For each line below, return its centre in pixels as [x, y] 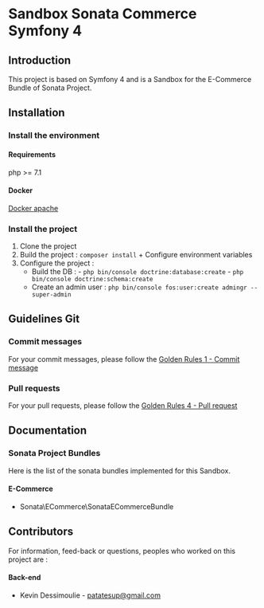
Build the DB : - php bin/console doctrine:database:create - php [138, 272]
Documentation [48, 431]
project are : [28, 559]
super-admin [51, 295]
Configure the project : [57, 263]
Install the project [43, 229]
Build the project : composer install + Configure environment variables [136, 255]
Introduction [40, 60]
